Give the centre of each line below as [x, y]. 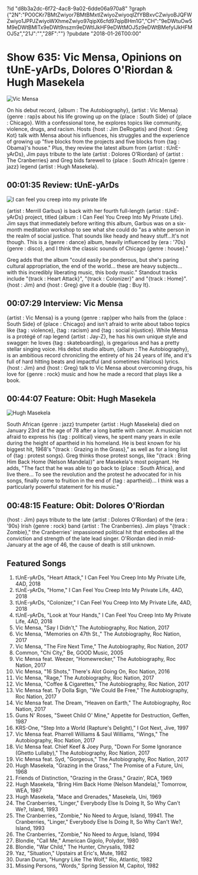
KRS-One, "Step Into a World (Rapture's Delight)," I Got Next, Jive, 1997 [102, 728]
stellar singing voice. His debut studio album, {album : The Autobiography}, [98, 349]
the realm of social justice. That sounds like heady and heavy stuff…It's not [98, 236]
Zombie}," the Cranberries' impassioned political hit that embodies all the [95, 532]
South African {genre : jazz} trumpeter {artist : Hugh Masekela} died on [93, 425]
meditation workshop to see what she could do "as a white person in [107, 229]
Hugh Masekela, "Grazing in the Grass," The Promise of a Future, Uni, [100, 765]
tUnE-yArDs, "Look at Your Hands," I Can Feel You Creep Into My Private [103, 615]
